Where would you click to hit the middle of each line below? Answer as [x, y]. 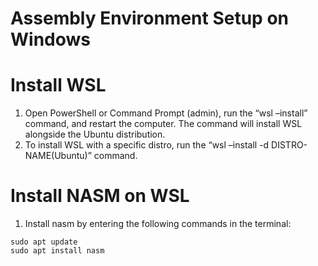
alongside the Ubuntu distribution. [95, 134]
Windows [50, 39]
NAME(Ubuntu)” [58, 156]
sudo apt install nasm [57, 251]
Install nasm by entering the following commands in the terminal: [158, 224]
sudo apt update [44, 242]
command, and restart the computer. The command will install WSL [163, 124]
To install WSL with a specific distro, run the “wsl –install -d [147, 145]
